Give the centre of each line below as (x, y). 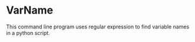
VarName (30, 10)
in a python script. (28, 33)
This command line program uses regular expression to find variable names (98, 27)
